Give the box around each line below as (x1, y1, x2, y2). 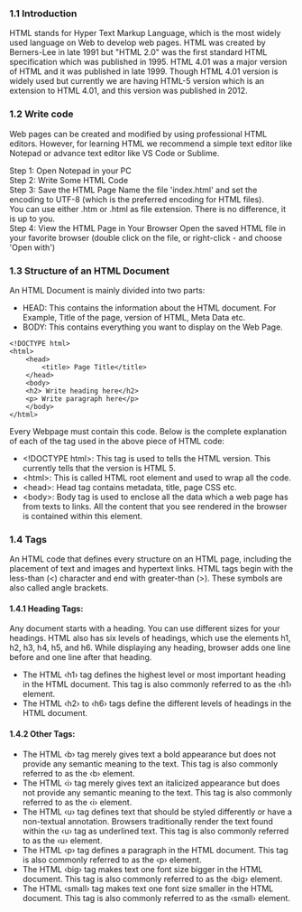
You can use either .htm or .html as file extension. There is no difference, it (9, 203, 287, 214)
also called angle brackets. (9, 582, 109, 593)
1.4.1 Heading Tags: (9, 603, 84, 614)
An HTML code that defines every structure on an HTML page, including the (9, 554, 292, 564)
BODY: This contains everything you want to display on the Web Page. (22, 321, 284, 332)
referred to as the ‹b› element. (22, 768, 135, 778)
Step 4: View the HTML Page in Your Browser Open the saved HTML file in (9, 222, 286, 233)
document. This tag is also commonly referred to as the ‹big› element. (22, 873, 283, 884)
